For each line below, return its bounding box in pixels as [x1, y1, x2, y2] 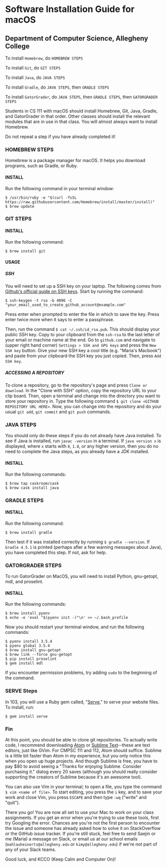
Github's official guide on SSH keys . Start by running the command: [5, 289, 144, 295]
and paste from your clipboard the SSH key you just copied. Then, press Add [5, 353, 162, 359]
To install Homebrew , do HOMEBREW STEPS [5, 55, 83, 61]
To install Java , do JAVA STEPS [5, 75, 65, 81]
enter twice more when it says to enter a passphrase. [5, 317, 115, 323]
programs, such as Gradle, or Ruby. [5, 163, 78, 169]
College [5, 42, 30, 51]
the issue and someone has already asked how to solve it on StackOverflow [5, 825, 161, 831]
